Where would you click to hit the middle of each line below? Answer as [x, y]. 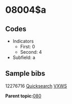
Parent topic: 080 [23, 96]
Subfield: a [24, 57]
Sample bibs [25, 74]
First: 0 [28, 47]
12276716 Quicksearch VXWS [36, 86]
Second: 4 [31, 52]
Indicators [23, 41]
